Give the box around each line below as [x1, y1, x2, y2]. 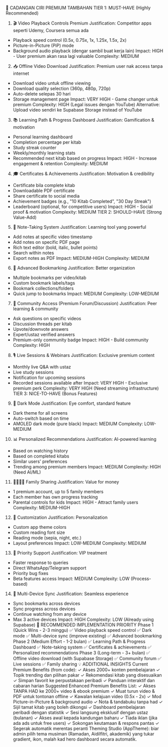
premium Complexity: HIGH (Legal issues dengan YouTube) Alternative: [12, 102, 160, 108]
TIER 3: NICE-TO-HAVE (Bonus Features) [12, 391, 97, 397]
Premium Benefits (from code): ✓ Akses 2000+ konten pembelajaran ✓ [12, 667, 160, 673]
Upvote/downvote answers [12, 326, 69, 332]
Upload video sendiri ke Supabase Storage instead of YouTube [12, 107, 142, 113]
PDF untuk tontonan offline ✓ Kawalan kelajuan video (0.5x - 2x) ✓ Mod [12, 694, 161, 699]
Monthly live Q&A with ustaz [12, 364, 71, 369]
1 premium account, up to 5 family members [12, 489, 104, 495]
